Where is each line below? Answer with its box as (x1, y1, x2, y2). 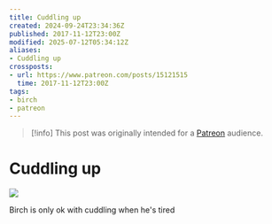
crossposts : (9, 63, 53, 72)
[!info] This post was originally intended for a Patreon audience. (30, 127, 264, 138)
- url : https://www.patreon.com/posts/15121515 (9, 71, 189, 80)
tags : (9, 87, 29, 96)
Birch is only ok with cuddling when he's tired (9, 205, 175, 215)
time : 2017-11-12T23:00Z (17, 79, 109, 88)
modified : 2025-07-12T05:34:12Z (9, 37, 128, 47)
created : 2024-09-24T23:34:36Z (9, 21, 125, 30)
